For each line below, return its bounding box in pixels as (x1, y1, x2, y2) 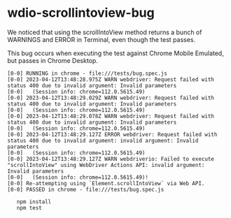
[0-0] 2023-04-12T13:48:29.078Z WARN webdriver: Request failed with (7, 112, 215, 119)
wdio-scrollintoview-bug (7, 5, 155, 21)
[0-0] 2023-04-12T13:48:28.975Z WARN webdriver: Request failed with (7, 75, 215, 83)
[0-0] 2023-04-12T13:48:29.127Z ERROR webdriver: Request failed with (7, 131, 218, 138)
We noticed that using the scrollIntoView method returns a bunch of (7, 28, 202, 36)
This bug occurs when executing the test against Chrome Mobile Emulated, (7, 49, 224, 57)
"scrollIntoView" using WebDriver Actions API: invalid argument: (7, 161, 205, 168)
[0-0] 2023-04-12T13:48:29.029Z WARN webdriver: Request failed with (7, 94, 215, 101)
